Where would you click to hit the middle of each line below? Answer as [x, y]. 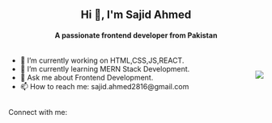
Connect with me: [38, 112]
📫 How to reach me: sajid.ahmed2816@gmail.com [104, 86]
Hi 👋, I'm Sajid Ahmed [136, 15]
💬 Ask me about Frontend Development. [87, 77]
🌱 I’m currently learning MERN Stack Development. [105, 68]
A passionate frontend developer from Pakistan [136, 35]
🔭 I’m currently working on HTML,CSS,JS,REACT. [102, 60]
